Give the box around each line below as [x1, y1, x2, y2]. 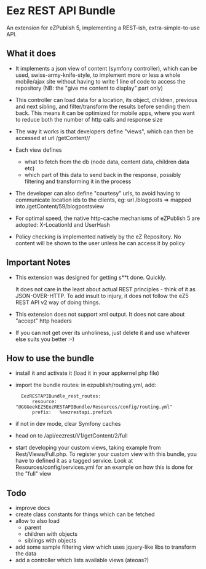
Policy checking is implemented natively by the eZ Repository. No [15, 233, 181, 240]
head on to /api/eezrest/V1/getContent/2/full [15, 432, 128, 439]
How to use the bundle [6, 353, 94, 363]
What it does [6, 49, 57, 59]
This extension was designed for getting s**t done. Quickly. [15, 273, 167, 281]
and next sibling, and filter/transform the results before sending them [15, 103, 191, 110]
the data [15, 550, 37, 557]
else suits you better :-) [15, 336, 75, 343]
